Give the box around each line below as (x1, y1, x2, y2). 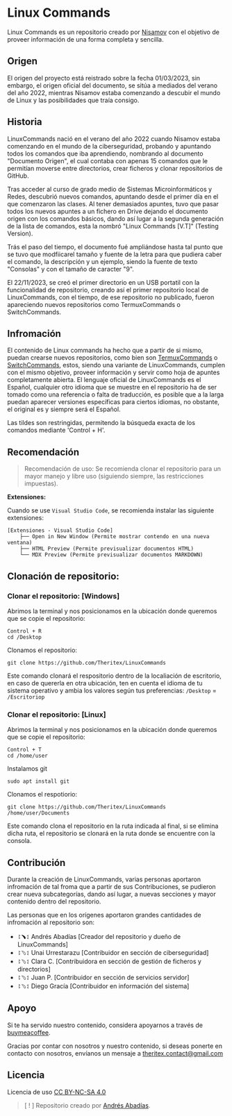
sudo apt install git (7, 778, 70, 785)
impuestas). (24, 479, 58, 488)
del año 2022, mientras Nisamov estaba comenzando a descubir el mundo (7, 88, 221, 97)
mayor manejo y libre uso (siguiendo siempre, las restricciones (24, 472, 204, 481)
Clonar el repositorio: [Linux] (7, 710, 106, 719)
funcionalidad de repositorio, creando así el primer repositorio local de (7, 285, 209, 294)
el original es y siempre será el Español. (7, 405, 121, 414)
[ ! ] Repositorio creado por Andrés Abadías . (24, 1101, 151, 1109)
